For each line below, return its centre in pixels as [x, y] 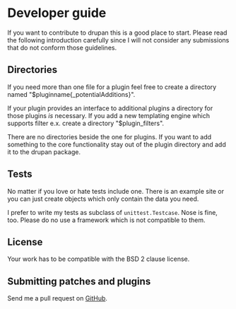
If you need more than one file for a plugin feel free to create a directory [112, 87]
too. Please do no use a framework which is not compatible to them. [107, 220]
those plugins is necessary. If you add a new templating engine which [109, 115]
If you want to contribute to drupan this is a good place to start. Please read [117, 33]
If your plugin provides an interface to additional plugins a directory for [110, 108]
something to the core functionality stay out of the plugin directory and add [117, 144]
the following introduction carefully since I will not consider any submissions [118, 40]
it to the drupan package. [44, 152]
